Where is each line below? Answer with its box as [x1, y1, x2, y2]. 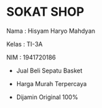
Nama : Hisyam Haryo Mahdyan [6, 27, 96, 35]
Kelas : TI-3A [6, 40, 43, 48]
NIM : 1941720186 [6, 53, 56, 62]
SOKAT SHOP [6, 4, 84, 20]
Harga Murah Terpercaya [16, 79, 87, 87]
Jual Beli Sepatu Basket [16, 66, 83, 75]
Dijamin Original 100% [16, 93, 79, 101]
